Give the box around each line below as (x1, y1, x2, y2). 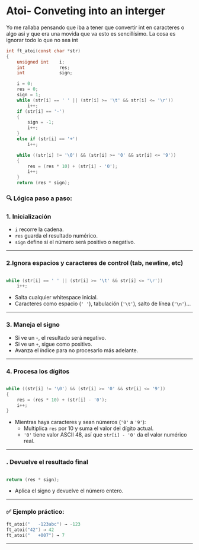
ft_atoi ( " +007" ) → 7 (6, 532, 65, 538)
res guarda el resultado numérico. (14, 232, 98, 239)
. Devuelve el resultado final (6, 458, 89, 466)
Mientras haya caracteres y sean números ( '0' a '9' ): (14, 419, 146, 426)
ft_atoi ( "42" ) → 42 (6, 527, 54, 533)
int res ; (17, 64, 70, 71)
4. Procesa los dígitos (6, 367, 70, 375)
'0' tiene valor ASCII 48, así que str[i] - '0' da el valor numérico (23, 431, 187, 438)
